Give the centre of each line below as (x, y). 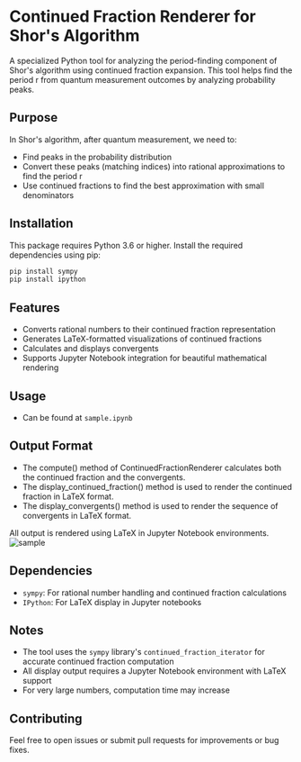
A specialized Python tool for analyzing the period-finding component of (143, 60)
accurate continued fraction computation (98, 662)
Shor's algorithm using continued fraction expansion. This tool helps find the (151, 70)
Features (35, 308)
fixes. (19, 750)
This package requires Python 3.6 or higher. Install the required (126, 245)
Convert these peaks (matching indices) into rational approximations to (154, 166)
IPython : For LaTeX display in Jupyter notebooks (112, 602)
